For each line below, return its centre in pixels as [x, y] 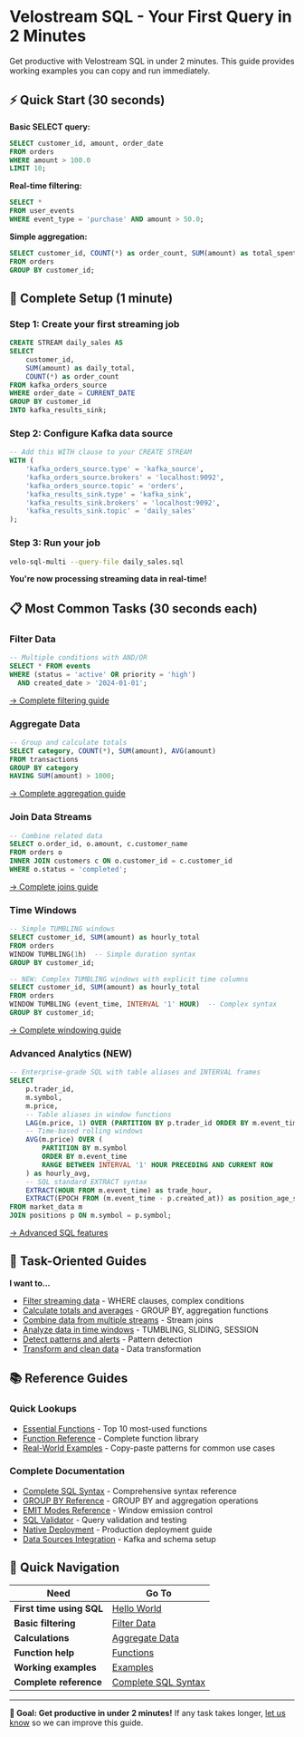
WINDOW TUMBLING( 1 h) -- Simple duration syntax [103, 954]
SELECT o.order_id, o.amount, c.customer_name [99, 844]
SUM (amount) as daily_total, [81, 368]
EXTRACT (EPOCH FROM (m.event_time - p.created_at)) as [131, 1199]
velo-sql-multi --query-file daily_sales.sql [96, 562]
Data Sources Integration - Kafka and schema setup [119, 1539]
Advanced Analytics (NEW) [71, 1053]
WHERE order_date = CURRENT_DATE [72, 393]
